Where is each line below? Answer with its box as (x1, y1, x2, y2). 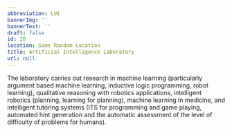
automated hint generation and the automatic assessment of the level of (7, 110, 213, 119)
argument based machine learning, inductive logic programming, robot (7, 81, 209, 90)
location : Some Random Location (7, 42, 100, 49)
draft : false (7, 29, 45, 37)
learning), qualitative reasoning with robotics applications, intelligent (7, 88, 202, 96)
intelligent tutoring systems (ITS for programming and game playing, (7, 103, 202, 111)
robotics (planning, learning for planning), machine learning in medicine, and (7, 96, 226, 104)
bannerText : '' (7, 23, 51, 30)
